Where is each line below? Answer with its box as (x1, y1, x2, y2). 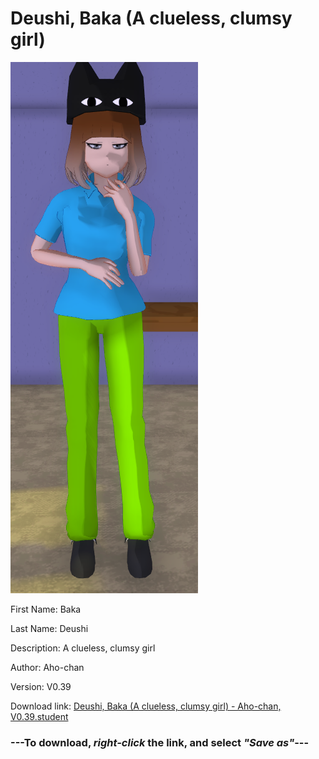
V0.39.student (10, 710, 69, 722)
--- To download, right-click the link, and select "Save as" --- (10, 735, 310, 749)
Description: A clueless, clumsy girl (10, 642, 156, 654)
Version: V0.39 (10, 680, 72, 692)
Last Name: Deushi (10, 622, 89, 634)
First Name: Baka (10, 603, 82, 615)
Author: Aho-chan (10, 661, 85, 673)
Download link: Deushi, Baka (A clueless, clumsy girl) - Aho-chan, (10, 700, 282, 712)
